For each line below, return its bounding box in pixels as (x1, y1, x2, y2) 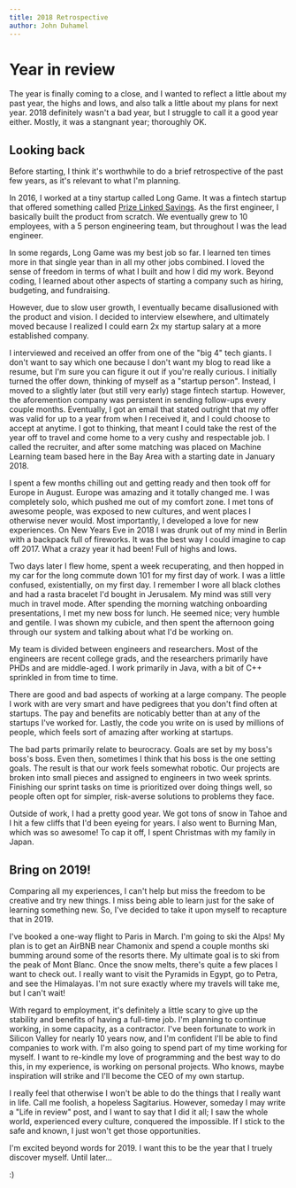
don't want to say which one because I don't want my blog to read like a (9, 357, 271, 368)
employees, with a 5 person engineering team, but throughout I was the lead (9, 221, 287, 231)
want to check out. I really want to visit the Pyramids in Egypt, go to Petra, (9, 969, 278, 980)
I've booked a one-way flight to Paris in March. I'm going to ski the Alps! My (9, 931, 285, 942)
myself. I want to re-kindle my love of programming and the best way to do (9, 1052, 281, 1063)
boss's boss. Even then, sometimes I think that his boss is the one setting (9, 754, 276, 765)
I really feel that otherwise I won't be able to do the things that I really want (9, 1088, 281, 1099)
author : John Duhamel (9, 21, 89, 30)
